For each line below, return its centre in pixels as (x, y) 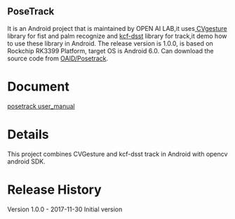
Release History (54, 190)
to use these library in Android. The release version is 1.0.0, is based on (110, 43)
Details (28, 134)
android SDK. (26, 161)
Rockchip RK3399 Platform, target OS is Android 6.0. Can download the (110, 51)
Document (39, 86)
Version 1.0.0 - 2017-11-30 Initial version (65, 209)
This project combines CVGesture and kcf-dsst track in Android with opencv (117, 154)
